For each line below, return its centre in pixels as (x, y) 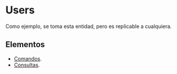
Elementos (25, 45)
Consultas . (27, 65)
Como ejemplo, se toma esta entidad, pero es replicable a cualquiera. (89, 26)
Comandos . (28, 58)
